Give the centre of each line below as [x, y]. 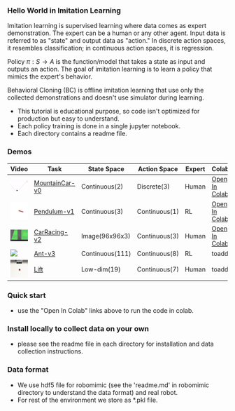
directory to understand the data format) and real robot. [98, 392]
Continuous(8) [158, 254]
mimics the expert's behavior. [50, 76]
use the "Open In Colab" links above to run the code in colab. [106, 311]
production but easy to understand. [69, 119]
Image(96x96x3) [106, 236]
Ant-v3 [45, 254]
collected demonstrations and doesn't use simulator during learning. [106, 97]
